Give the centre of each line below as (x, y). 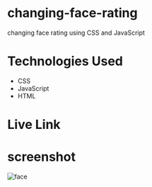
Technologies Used (65, 61)
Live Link (34, 125)
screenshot (42, 157)
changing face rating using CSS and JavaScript (76, 33)
